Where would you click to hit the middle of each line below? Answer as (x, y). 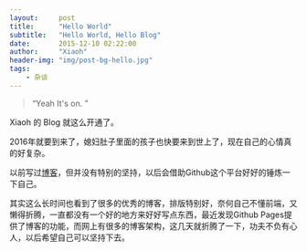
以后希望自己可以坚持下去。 (77, 237)
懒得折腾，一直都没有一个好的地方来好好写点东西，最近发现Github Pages (147, 214)
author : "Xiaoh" (49, 52)
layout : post (42, 18)
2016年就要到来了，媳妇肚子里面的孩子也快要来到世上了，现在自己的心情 (147, 141)
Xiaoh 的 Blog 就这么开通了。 (64, 122)
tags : (20, 69)
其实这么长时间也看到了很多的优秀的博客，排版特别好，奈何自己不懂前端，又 (153, 203)
